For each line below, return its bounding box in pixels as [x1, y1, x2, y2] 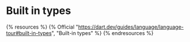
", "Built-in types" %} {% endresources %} [51, 29, 154, 36]
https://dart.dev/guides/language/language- [78, 23, 184, 30]
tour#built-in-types [6, 29, 52, 36]
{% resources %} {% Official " [6, 23, 79, 30]
